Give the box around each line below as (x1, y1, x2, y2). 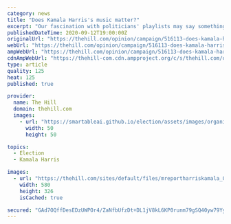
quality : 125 (7, 67, 45, 74)
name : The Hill (13, 99, 57, 107)
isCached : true (19, 194, 63, 201)
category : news (7, 10, 51, 17)
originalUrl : (7, 36, 45, 43)
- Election (13, 150, 45, 157)
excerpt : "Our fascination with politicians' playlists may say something (7, 23, 226, 30)
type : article (7, 61, 48, 68)
